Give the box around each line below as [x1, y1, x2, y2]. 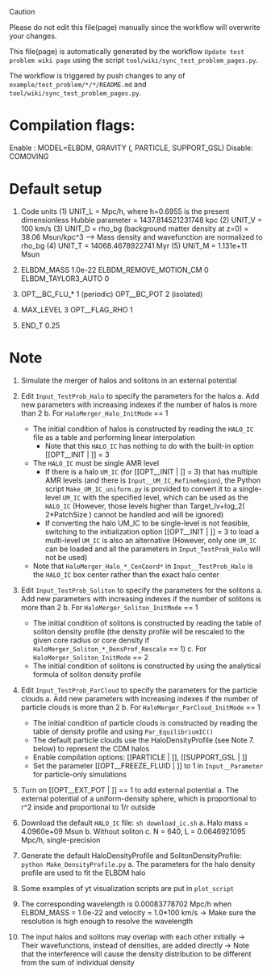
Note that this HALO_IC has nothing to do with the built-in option [44, 441, 255, 450]
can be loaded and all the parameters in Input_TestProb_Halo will [44, 544, 261, 554]
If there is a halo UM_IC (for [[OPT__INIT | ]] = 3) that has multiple [44, 467, 258, 476]
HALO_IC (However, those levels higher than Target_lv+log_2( [44, 500, 245, 511]
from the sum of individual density [20, 957, 135, 967]
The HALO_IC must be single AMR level [32, 458, 160, 467]
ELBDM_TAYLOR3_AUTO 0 [20, 274, 110, 283]
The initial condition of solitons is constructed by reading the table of [32, 617, 262, 628]
